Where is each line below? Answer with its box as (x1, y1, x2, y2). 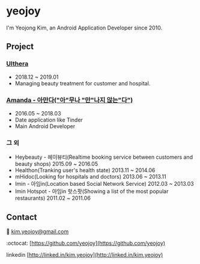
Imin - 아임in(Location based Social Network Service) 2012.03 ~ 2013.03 (14, 180, 194, 188)
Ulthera (6, 60, 29, 68)
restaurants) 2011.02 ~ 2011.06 (14, 194, 91, 202)
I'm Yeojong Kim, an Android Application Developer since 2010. (6, 24, 163, 31)
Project (6, 41, 34, 52)
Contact (6, 212, 37, 222)
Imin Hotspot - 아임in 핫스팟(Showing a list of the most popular (14, 188, 169, 195)
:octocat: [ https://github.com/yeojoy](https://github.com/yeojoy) (6, 239, 166, 247)
